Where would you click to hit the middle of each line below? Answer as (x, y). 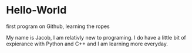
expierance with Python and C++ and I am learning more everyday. (87, 44)
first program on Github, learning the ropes (58, 26)
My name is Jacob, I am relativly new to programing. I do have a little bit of (96, 37)
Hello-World (36, 10)
